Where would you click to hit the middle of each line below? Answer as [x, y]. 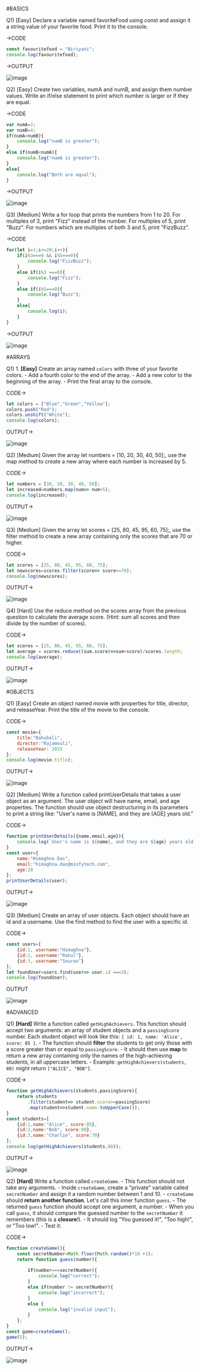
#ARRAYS [18, 357]
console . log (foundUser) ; [37, 978]
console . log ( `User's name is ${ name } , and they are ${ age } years [100, 842]
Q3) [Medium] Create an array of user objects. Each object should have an [98, 915]
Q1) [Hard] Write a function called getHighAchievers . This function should [96, 1024]
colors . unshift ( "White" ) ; [38, 415]
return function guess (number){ [57, 1259]
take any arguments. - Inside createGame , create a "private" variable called [97, 1188]
